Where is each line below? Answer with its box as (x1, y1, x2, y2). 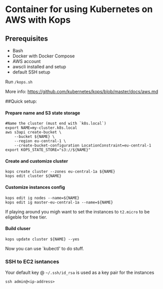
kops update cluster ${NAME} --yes (5, 237, 80, 242)
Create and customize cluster (5, 158, 68, 164)
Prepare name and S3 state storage (5, 110, 80, 116)
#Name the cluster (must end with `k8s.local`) (5, 121, 107, 126)
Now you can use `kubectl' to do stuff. (5, 245, 84, 251)
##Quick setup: (5, 98, 37, 104)
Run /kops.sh (5, 79, 33, 85)
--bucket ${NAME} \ (14, 134, 55, 139)
